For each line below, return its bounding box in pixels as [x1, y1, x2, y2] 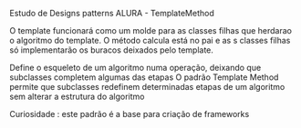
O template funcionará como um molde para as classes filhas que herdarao [9, 25, 292, 35]
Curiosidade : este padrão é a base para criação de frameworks [9, 109, 250, 119]
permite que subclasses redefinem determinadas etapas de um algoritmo [9, 82, 285, 92]
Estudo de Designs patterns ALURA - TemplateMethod [9, 8, 214, 18]
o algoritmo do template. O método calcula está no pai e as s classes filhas [9, 35, 291, 45]
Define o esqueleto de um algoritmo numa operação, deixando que [9, 63, 262, 73]
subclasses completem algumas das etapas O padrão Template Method [9, 72, 279, 83]
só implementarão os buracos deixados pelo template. [9, 44, 214, 55]
